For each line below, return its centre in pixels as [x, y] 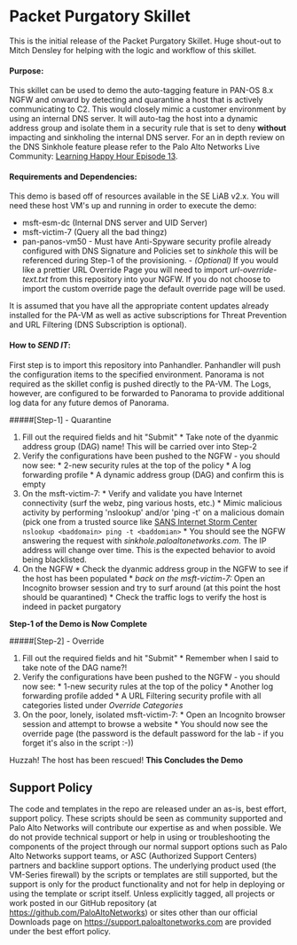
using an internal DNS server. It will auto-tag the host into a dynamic [134, 119]
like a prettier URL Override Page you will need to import [125, 270]
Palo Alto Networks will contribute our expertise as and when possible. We [145, 828]
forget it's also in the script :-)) [78, 743]
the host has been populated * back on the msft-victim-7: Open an [144, 578]
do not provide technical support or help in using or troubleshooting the [140, 837]
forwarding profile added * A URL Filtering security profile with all [141, 695]
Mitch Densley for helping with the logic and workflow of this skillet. [133, 50]
